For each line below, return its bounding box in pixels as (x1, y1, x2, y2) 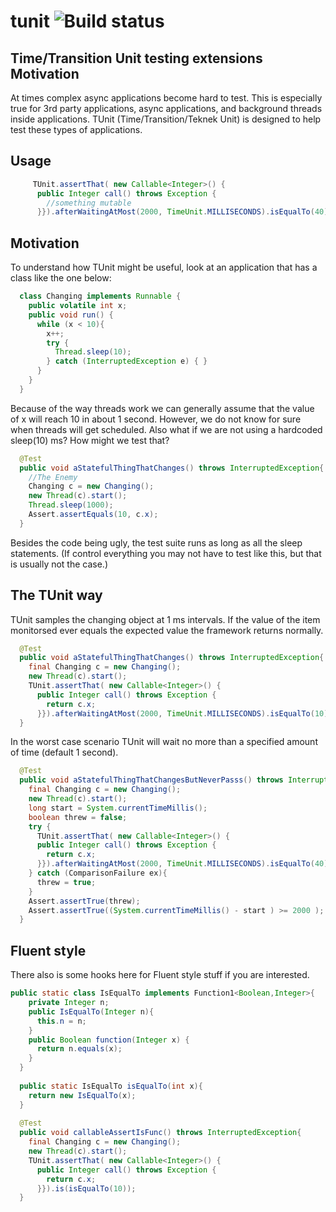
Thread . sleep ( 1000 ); (28, 500, 114, 510)
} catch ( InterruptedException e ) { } (46, 356, 208, 367)
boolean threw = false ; (28, 812, 128, 822)
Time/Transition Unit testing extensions (10, 50, 263, 67)
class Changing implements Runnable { (19, 291, 182, 302)
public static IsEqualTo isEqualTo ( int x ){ (19, 1081, 203, 1091)
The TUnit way (10, 587, 103, 604)
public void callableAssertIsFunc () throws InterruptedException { (19, 1128, 302, 1138)
